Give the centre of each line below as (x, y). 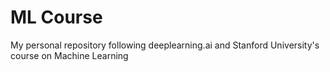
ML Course (56, 17)
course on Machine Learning (69, 55)
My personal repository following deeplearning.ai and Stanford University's (165, 45)
